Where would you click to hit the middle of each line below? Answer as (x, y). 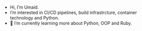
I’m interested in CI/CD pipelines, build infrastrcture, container (73, 12)
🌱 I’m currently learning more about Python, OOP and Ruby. (71, 23)
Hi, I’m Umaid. (24, 7)
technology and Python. (34, 18)
